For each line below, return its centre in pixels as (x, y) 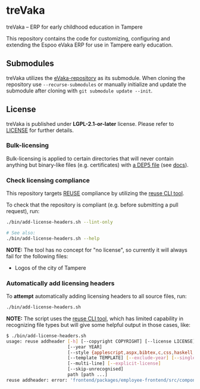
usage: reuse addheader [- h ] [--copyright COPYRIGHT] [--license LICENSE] (101, 341)
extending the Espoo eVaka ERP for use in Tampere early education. (90, 45)
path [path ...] (88, 375)
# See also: (21, 233)
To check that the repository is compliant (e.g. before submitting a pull (92, 205)
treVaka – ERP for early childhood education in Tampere (74, 27)
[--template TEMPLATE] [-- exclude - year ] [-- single (132, 358)
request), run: (23, 211)
